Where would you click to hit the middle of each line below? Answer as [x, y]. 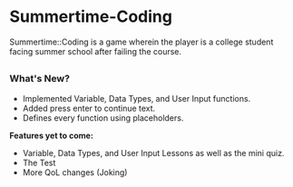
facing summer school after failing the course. [96, 51]
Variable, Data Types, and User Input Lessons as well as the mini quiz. [153, 153]
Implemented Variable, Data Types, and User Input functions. [137, 98]
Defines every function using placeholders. [103, 118]
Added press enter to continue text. [89, 108]
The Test [39, 162]
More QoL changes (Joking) [75, 172]
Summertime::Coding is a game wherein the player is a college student [142, 42]
